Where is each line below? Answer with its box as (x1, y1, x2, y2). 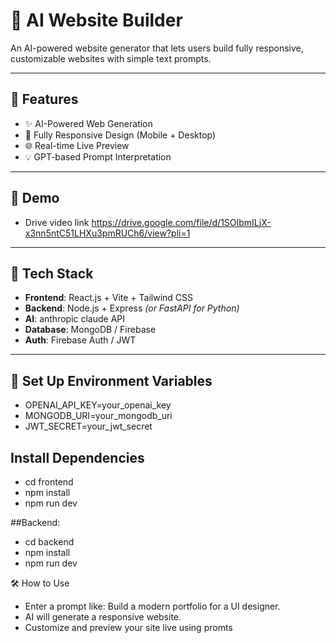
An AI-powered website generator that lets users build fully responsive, (10, 42, 304, 54)
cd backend (24, 536, 75, 548)
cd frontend (24, 476, 74, 488)
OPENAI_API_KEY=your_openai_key (24, 399, 172, 411)
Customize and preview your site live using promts (24, 622, 233, 633)
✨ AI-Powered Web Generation (24, 117, 153, 129)
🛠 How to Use (10, 577, 70, 589)
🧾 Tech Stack (10, 265, 94, 282)
